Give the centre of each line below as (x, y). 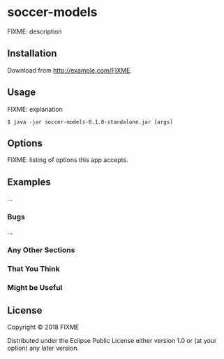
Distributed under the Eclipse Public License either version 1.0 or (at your (112, 341)
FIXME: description (35, 31)
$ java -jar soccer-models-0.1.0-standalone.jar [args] (90, 122)
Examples (29, 182)
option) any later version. (43, 348)
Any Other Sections (41, 250)
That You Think (33, 269)
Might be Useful (35, 288)
